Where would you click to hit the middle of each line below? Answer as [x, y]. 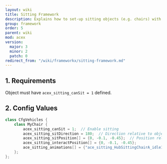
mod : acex [15, 38]
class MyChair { [31, 124]
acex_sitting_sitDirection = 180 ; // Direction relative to [88, 134]
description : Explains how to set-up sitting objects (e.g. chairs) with [83, 19]
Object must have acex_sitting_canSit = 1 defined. [58, 93]
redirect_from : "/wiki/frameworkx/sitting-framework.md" [65, 61]
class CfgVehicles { [27, 120]
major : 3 [19, 47]
